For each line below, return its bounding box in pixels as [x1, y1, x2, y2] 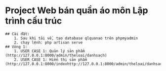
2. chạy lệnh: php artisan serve [14, 40, 83, 45]
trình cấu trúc [5, 15, 62, 26]
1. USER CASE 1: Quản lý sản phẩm [14, 48, 85, 53]
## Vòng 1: [5, 44, 28, 49]
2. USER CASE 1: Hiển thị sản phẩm [14, 57, 87, 62]
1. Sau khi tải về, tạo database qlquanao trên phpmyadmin [14, 36, 138, 41]
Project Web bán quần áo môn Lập [5, 5, 148, 16]
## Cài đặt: [5, 31, 30, 36]
